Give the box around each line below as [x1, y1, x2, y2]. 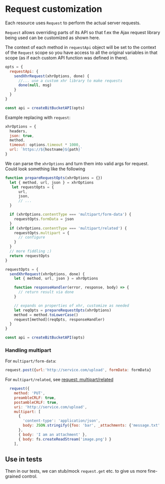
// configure [18, 235, 45, 240]
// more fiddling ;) [9, 249, 52, 254]
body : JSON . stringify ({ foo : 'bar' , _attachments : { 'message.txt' [23, 423, 161, 428]
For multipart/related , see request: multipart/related [5, 377, 114, 383]
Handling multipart [5, 346, 51, 353]
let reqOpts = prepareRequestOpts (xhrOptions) [14, 308, 112, 313]
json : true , [9, 133, 35, 138]
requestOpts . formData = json [14, 216, 74, 221]
